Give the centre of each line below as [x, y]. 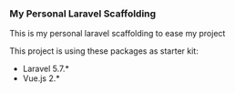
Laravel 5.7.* [46, 69]
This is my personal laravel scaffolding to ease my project [117, 34]
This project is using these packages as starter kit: [104, 51]
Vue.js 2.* [41, 78]
